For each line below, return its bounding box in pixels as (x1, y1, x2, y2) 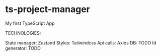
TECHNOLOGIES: (5, 30, 41, 36)
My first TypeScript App (5, 20, 55, 26)
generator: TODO (5, 45, 41, 51)
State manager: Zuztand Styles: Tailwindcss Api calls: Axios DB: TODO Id (5, 39, 156, 46)
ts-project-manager (5, 4, 91, 15)
